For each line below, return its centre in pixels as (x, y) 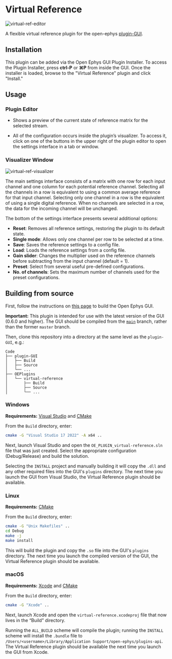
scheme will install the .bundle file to (44, 635)
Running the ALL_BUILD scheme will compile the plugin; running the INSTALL (84, 630)
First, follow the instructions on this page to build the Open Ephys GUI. (80, 306)
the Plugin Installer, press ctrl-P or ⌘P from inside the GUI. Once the (78, 67)
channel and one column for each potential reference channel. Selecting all (85, 186)
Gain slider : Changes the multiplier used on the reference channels (84, 256)
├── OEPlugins (21, 374)
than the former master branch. (38, 326)
